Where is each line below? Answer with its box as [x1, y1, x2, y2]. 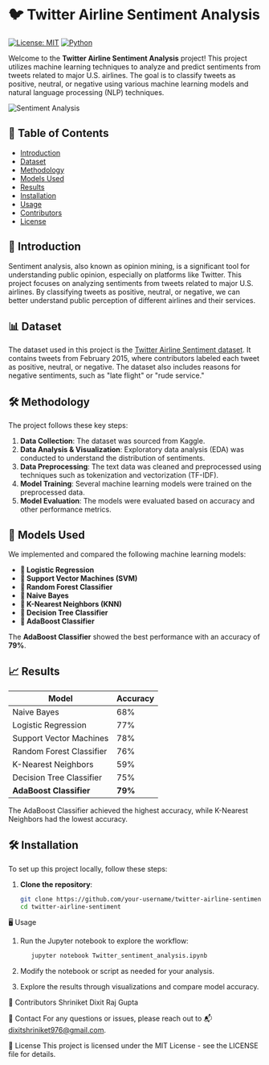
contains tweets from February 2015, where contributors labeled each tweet [8, 354, 259, 363]
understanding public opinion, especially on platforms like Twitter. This [8, 270, 243, 280]
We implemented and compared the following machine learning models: [8, 549, 247, 559]
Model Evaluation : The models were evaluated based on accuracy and [19, 496, 255, 506]
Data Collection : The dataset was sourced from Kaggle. [19, 436, 206, 446]
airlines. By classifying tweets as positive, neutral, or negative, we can [8, 287, 241, 296]
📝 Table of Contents [8, 126, 109, 140]
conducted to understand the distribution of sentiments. [19, 454, 206, 463]
